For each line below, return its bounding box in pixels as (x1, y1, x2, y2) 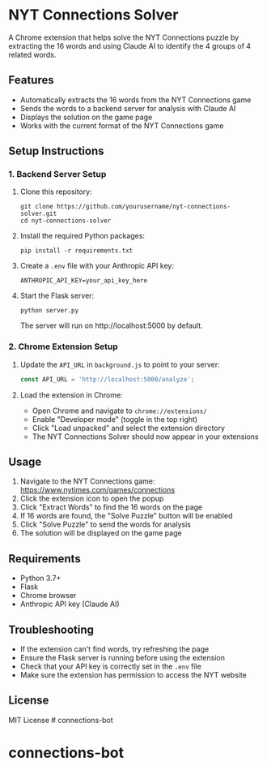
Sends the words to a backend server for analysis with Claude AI (19, 103, 236, 113)
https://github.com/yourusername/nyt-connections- (56, 203, 231, 211)
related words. (8, 49, 57, 59)
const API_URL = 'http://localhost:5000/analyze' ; (19, 375, 195, 383)
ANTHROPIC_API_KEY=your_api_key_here (19, 277, 148, 285)
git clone (19, 203, 54, 211)
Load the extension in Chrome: (19, 389, 123, 399)
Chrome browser (19, 591, 77, 600)
